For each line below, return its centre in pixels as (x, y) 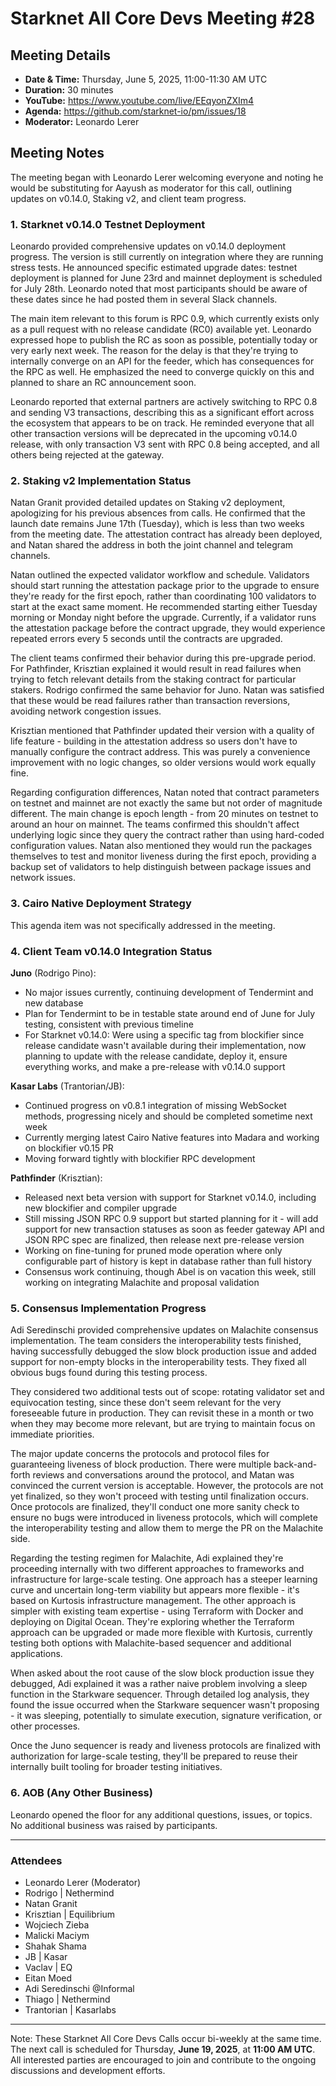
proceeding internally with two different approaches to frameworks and (157, 1569)
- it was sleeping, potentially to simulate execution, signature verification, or (166, 1716)
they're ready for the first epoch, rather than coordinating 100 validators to (163, 596)
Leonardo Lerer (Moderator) (83, 1882)
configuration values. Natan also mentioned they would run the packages (161, 846)
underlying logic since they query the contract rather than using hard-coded (167, 835)
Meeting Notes (57, 153)
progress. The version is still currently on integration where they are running (167, 257)
